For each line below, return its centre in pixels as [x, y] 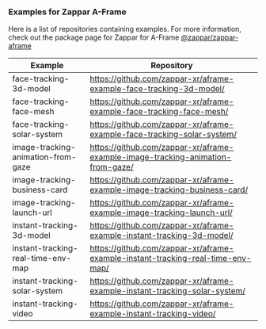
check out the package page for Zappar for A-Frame [94, 37]
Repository [171, 66]
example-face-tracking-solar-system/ [163, 135]
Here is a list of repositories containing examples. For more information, [125, 29]
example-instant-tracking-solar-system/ [168, 291]
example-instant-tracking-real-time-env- [171, 258]
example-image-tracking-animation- [161, 157]
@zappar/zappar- [210, 37]
